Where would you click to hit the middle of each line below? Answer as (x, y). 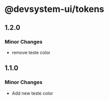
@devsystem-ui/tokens (54, 9)
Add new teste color (32, 93)
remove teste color (31, 52)
